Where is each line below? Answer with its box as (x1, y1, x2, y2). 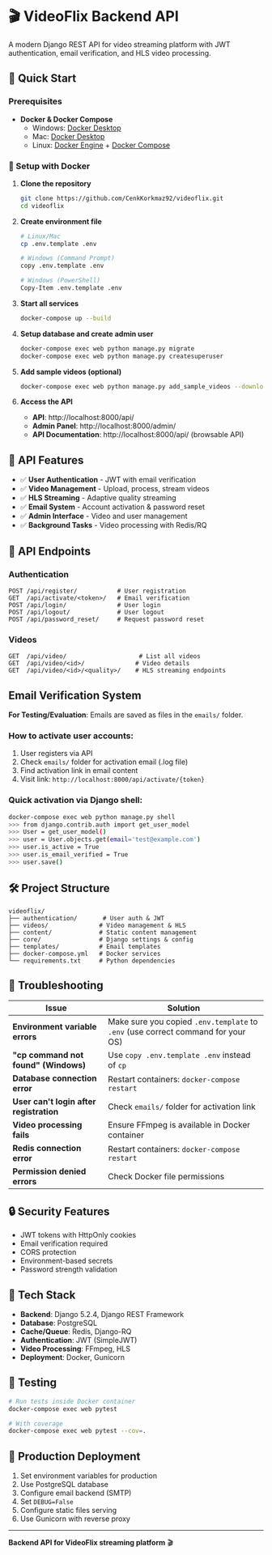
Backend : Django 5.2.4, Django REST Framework (19, 1310, 185, 1319)
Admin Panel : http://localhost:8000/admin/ (32, 421, 176, 431)
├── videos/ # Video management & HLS (8, 921, 186, 929)
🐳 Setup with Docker (8, 160, 91, 172)
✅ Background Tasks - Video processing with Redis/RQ (19, 520, 207, 530)
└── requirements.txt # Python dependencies (8, 957, 176, 965)
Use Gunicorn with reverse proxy (19, 1514, 131, 1523)
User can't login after (12, 1096, 96, 1107)
